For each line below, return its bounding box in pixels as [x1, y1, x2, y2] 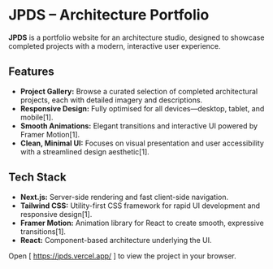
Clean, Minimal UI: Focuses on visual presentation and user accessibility [19, 138, 264, 148]
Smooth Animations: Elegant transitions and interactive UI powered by [19, 120, 258, 131]
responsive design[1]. [19, 209, 93, 219]
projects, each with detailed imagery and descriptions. [19, 95, 203, 105]
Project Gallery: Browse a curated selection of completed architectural [19, 86, 258, 96]
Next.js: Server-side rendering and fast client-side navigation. [19, 192, 229, 202]
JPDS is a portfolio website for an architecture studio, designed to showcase [8, 33, 265, 42]
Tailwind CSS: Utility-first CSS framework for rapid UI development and [19, 201, 261, 210]
